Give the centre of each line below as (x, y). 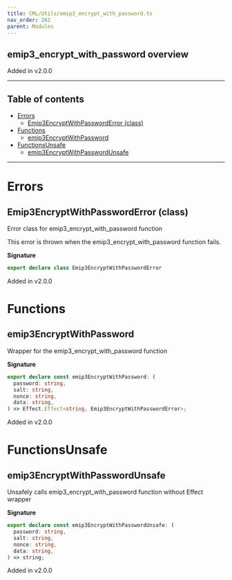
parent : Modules (30, 26)
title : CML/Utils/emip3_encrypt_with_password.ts (80, 13)
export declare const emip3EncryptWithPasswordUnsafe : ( (91, 526)
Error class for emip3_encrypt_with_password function (85, 229)
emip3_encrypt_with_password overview (98, 54)
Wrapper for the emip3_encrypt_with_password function (87, 351)
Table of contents (46, 99)
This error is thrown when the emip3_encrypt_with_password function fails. (114, 242)
